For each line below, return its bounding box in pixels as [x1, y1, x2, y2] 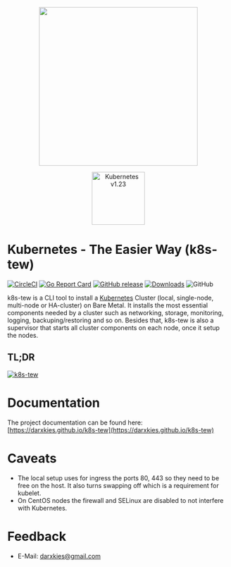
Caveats [7, 450, 57, 466]
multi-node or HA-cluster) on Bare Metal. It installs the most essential [7, 300, 208, 310]
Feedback [7, 528, 67, 544]
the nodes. [7, 331, 39, 339]
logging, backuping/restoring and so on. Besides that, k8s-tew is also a [7, 316, 214, 324]
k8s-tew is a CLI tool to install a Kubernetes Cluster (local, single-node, [7, 293, 213, 302]
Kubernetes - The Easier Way [7, 242, 182, 257]
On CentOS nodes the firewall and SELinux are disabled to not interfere [17, 496, 224, 504]
